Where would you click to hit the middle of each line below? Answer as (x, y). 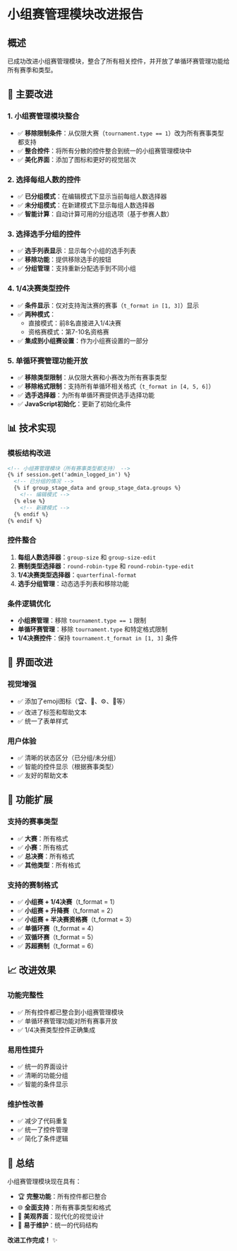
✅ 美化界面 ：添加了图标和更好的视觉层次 (77, 159)
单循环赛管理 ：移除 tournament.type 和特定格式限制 (92, 629)
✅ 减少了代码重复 (43, 1121)
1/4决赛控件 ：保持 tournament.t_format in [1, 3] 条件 (98, 638)
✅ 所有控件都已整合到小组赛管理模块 (71, 1012)
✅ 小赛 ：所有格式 (43, 847)
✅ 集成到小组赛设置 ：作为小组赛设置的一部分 (83, 341)
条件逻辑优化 (29, 604)
